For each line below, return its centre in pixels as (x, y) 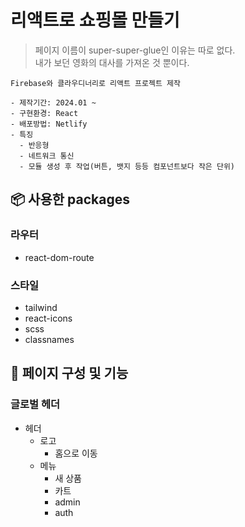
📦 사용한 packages (70, 199)
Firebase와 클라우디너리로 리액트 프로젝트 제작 (95, 83)
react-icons (48, 318)
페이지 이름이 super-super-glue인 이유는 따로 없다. (135, 50)
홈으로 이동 (76, 453)
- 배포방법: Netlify (49, 124)
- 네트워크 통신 (47, 156)
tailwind (41, 307)
